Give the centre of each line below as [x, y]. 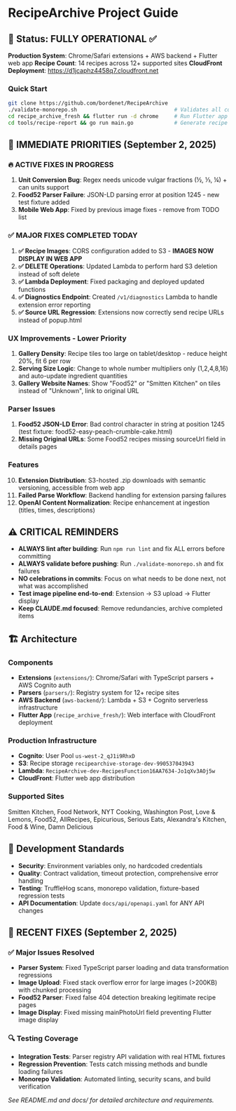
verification [34, 1086]
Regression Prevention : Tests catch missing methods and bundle [113, 1064]
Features [23, 465]
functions [32, 289]
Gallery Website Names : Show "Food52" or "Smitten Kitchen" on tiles [119, 383]
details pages [37, 446]
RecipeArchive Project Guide [93, 13]
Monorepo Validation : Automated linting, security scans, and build [114, 1079]
